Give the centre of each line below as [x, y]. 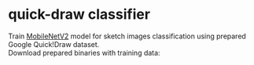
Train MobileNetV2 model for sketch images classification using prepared [127, 36]
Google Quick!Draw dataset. [54, 44]
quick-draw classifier [79, 14]
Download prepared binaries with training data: [84, 52]
